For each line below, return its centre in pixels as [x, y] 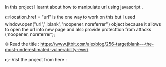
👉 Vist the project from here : [36, 59]
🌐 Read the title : [22, 44]
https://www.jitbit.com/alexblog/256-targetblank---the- [97, 44]
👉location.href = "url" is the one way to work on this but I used [70, 17]
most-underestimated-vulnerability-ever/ [47, 50]
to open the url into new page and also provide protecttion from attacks [78, 29]
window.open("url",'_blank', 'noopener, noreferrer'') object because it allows [83, 24]
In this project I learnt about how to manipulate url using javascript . [74, 7]
